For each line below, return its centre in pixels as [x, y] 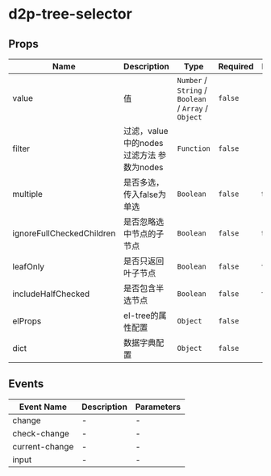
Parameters [158, 407]
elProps [27, 321]
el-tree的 [141, 315]
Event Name [43, 407]
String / [192, 90]
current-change [43, 446]
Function [194, 149]
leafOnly [28, 267]
